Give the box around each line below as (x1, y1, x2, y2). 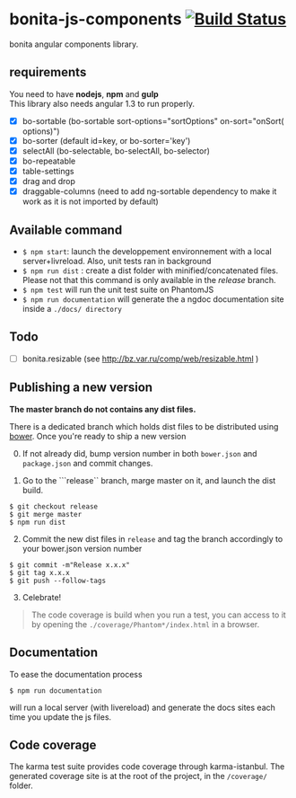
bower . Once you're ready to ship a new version (9, 430, 187, 441)
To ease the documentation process (9, 669, 143, 679)
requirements (9, 65, 87, 80)
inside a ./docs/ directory (22, 304, 123, 314)
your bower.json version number (22, 543, 143, 554)
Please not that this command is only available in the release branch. (22, 275, 276, 285)
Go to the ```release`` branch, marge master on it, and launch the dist (22, 474, 276, 485)
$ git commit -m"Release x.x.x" (9, 560, 130, 570)
